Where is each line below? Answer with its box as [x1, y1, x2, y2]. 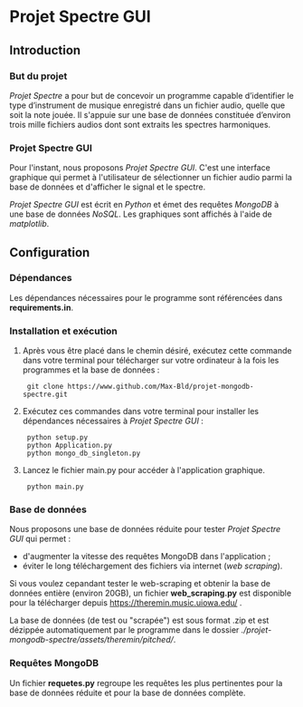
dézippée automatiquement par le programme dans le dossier [9, 625, 240, 635]
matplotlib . [9, 218, 50, 229]
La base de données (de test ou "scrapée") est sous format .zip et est [9, 615, 270, 626]
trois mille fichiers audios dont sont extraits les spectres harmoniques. [9, 119, 271, 130]
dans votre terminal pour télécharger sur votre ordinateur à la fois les [22, 355, 279, 366]
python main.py [26, 482, 84, 491]
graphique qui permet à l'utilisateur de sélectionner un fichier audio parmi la [9, 172, 292, 183]
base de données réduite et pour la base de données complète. [9, 687, 246, 698]
